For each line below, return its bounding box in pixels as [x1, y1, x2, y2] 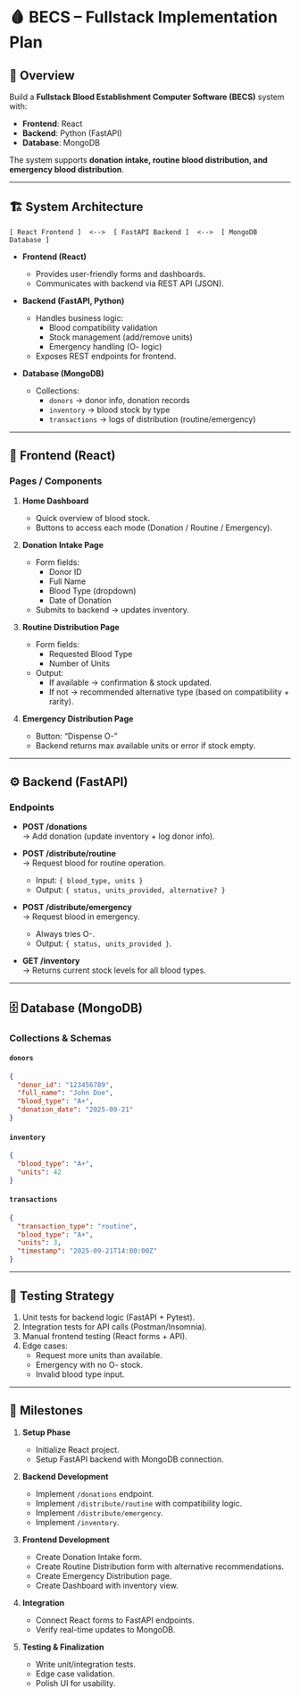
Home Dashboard [21, 495, 89, 506]
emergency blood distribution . [9, 165, 125, 174]
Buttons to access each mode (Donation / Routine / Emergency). [35, 522, 272, 533]
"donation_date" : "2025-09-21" [17, 1105, 134, 1114]
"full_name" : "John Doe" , [17, 1088, 114, 1098]
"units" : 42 [17, 1168, 62, 1177]
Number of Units [48, 658, 110, 669]
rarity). [48, 696, 74, 706]
